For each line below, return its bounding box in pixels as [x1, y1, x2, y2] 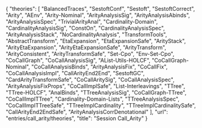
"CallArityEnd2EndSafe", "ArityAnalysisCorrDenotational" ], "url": [5, 109, 169, 115]
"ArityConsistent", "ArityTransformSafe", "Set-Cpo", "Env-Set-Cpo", [5, 50, 175, 57]
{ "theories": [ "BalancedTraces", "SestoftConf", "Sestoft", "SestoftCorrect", [5, 5, 195, 12]
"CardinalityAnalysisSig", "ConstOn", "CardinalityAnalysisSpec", [5, 24, 165, 32]
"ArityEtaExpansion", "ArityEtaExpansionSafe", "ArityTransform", [5, 44, 167, 51]
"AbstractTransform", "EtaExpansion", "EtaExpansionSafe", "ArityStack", [5, 38, 186, 44]
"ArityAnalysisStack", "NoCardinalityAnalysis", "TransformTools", [5, 31, 167, 38]
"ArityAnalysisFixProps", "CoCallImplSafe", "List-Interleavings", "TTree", [5, 83, 186, 90]
